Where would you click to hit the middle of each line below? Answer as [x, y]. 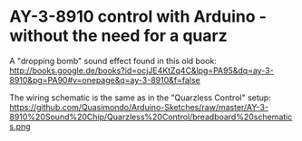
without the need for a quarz [119, 36]
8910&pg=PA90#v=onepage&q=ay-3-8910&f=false [105, 80]
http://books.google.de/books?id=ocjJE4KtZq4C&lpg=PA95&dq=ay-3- [141, 70]
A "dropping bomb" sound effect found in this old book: [113, 61]
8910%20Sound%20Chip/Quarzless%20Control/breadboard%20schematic [151, 117]
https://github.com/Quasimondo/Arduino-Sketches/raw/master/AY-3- [139, 107]
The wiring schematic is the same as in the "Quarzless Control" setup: [141, 98]
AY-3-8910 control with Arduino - [138, 17]
